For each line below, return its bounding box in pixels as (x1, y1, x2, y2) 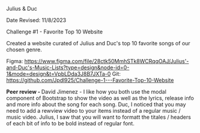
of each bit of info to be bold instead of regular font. (6, 120, 135, 127)
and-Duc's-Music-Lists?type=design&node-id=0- (6, 64, 130, 71)
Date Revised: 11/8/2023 (6, 17, 67, 23)
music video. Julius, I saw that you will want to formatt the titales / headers (6, 113, 191, 120)
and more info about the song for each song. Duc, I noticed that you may (6, 101, 186, 108)
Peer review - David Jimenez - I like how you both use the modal (6, 88, 167, 95)
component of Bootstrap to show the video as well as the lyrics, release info (6, 95, 194, 101)
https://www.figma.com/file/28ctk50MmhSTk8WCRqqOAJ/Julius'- (24, 58, 189, 64)
